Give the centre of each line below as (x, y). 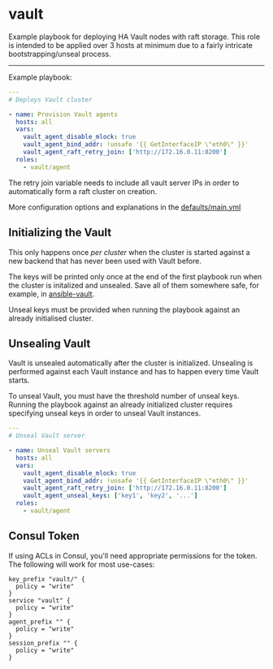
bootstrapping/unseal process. (60, 54)
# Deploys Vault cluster (50, 99)
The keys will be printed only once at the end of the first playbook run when (135, 276)
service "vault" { (39, 600)
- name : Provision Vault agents (63, 114)
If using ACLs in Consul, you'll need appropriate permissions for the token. (133, 555)
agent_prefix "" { (39, 622)
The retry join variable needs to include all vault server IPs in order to (124, 183)
